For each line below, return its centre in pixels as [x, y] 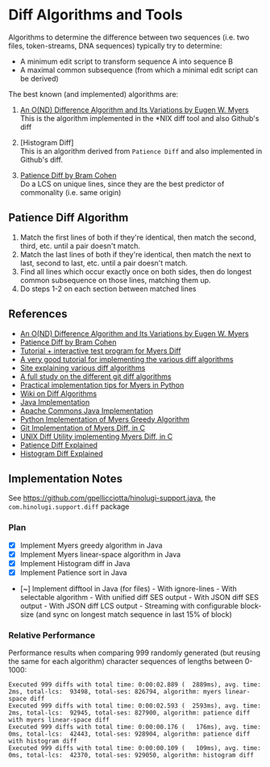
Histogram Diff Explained [61, 453]
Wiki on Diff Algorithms [58, 394]
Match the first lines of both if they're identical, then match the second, [138, 237]
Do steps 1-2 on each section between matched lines [108, 289]
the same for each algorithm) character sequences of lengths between [126, 661]
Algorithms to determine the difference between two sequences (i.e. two [129, 37]
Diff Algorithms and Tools [96, 15]
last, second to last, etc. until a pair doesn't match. [104, 263]
